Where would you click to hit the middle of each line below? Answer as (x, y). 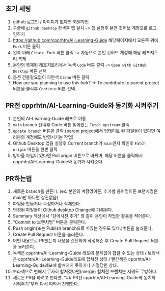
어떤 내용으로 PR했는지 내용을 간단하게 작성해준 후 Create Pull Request (81, 241)
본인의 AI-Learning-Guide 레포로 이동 (49, 118)
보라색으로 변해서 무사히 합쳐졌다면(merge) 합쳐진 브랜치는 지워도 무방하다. (85, 272)
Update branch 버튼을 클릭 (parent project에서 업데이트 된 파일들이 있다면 (84, 131)
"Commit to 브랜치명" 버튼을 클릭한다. (49, 222)
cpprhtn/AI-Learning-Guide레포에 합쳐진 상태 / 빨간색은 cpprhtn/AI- (85, 259)
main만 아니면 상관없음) (35, 198)
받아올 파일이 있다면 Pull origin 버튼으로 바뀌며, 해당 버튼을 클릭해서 (78, 155)
